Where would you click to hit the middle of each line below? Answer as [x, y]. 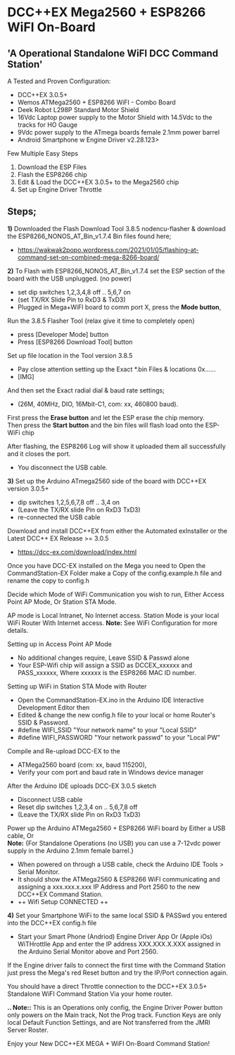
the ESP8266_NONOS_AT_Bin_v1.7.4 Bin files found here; [89, 236]
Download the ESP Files [52, 167]
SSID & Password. [44, 722]
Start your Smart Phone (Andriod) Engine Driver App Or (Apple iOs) [115, 936]
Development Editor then [53, 707]
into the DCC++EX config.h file [52, 923]
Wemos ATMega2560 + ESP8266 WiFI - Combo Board [96, 102]
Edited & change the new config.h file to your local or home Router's [116, 715]
